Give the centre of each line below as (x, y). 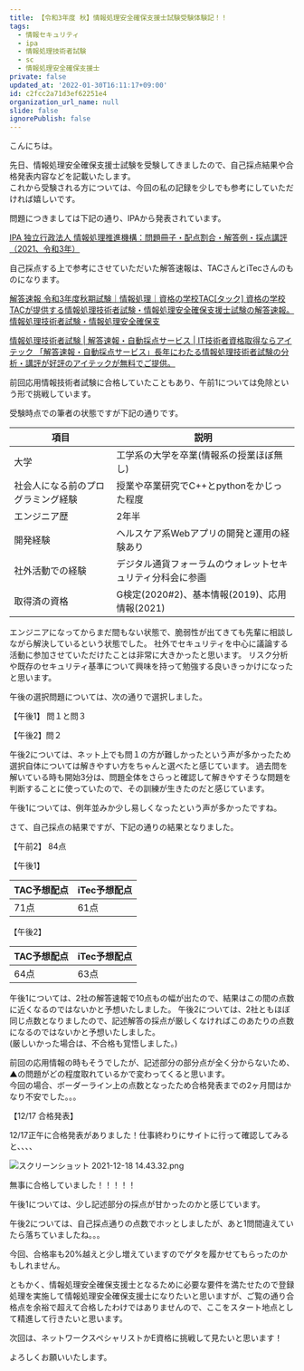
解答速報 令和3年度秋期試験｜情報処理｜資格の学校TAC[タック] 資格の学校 (147, 299)
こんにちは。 (33, 146)
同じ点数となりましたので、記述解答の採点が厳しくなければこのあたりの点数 (152, 1021)
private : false (38, 77)
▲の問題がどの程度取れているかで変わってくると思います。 (119, 1074)
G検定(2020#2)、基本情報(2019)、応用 (201, 594)
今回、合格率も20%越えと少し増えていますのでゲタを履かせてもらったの (145, 1254)
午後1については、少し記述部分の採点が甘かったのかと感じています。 (135, 1204)
